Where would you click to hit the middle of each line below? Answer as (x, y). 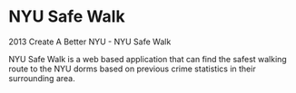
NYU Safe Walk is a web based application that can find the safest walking (148, 59)
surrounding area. (42, 78)
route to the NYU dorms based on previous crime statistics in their (132, 69)
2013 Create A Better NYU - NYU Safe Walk (90, 42)
